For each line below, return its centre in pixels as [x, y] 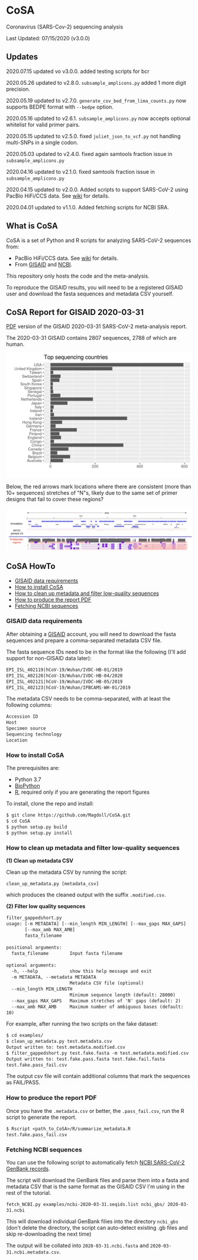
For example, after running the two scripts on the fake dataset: [82, 1024]
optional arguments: [32, 965]
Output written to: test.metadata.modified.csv [66, 1048]
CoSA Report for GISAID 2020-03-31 [75, 312]
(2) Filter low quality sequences [46, 906]
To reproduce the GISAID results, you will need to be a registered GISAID [95, 287]
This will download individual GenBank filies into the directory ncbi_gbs [92, 1221]
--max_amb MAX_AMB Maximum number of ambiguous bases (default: [98, 1007]
